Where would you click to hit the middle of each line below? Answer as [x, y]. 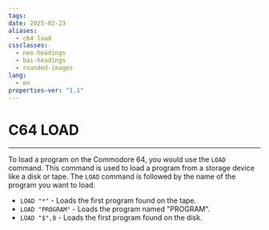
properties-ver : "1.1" [46, 90]
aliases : [23, 30]
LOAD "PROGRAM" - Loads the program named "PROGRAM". [115, 209]
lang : [17, 75]
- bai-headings [41, 61]
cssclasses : [28, 46]
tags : [17, 16]
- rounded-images [44, 68]
